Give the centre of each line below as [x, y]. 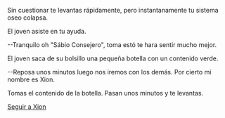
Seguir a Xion [27, 107]
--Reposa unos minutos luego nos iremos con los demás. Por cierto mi [109, 72]
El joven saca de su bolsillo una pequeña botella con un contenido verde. [113, 58]
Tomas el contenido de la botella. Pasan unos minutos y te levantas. [105, 93]
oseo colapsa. [27, 18]
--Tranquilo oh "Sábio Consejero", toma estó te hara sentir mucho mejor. [112, 45]
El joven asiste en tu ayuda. [47, 31]
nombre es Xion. [31, 79]
